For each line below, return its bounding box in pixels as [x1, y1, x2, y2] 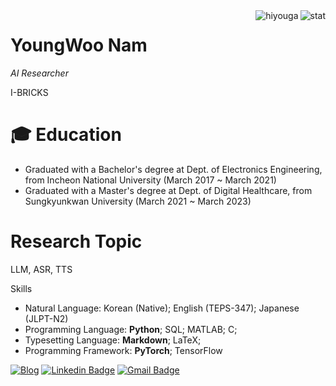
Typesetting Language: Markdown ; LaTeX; [24, 334, 202, 346]
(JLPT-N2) [24, 312, 69, 324]
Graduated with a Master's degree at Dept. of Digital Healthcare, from [24, 184, 313, 196]
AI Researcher [10, 67, 69, 79]
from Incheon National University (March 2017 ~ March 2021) [24, 174, 277, 186]
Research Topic [10, 230, 143, 253]
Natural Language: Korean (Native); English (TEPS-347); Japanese [24, 302, 300, 314]
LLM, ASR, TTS [10, 263, 73, 275]
